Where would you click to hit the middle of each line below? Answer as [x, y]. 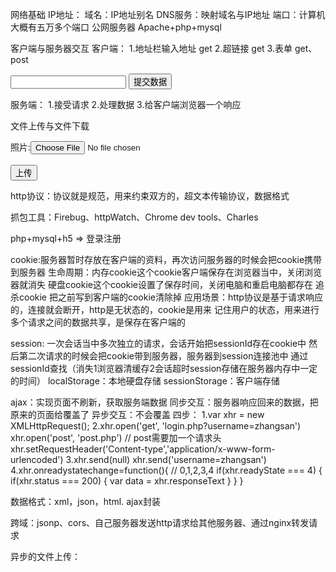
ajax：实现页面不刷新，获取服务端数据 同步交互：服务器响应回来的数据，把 [164, 402]
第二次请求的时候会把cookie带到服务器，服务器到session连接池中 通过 [163, 356]
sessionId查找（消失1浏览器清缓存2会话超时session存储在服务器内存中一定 [164, 368]
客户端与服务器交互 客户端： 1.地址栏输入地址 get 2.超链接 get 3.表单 [151, 48]
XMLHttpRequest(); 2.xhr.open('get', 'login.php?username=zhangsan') [156, 426]
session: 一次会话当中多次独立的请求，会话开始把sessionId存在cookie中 [158, 343]
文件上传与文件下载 [50, 126]
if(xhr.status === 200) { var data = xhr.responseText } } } [127, 481]
